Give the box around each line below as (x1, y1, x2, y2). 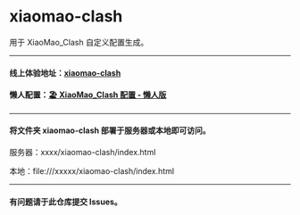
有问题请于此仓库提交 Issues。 (9, 196, 122, 207)
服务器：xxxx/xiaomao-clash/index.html (9, 146, 156, 157)
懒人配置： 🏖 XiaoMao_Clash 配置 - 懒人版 (9, 89, 167, 100)
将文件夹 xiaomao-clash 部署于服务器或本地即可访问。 (9, 125, 212, 136)
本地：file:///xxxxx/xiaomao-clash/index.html (9, 165, 175, 176)
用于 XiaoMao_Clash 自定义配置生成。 (9, 37, 149, 47)
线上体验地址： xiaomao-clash (9, 67, 121, 78)
